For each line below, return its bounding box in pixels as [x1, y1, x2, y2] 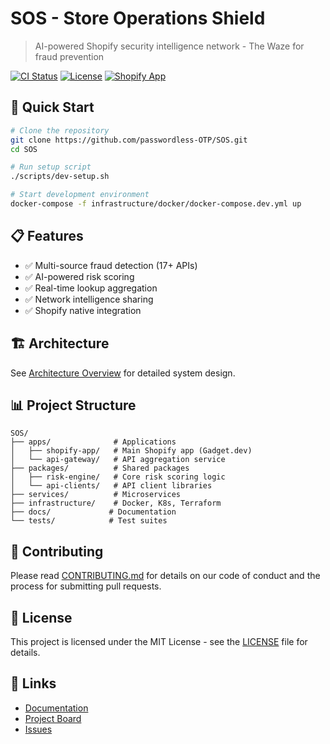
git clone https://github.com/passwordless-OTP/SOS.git [10, 135, 248, 145]
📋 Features [10, 228, 84, 245]
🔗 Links [10, 675, 57, 692]
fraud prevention [34, 50, 105, 62]
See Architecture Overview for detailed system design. [10, 367, 236, 379]
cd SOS [10, 144, 38, 154]
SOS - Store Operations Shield [10, 7, 266, 30]
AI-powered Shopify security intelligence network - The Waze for [34, 40, 305, 52]
